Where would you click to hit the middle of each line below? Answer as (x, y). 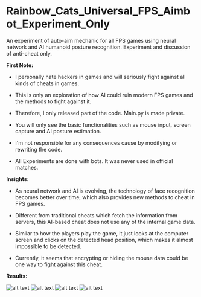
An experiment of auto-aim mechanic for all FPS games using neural (91, 40)
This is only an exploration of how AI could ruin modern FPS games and (104, 95)
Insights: (18, 179)
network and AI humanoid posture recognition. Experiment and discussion (98, 47)
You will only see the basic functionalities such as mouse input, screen (103, 124)
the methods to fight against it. (53, 101)
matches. (27, 167)
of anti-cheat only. (29, 53)
